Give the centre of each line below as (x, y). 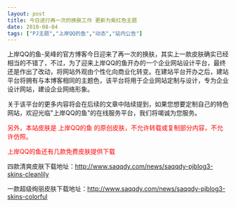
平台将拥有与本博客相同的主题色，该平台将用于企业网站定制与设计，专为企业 (118, 81)
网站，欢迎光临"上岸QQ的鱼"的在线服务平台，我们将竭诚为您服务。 (104, 113)
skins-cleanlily (28, 174)
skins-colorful (27, 196)
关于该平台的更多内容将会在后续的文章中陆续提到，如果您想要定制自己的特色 (118, 104)
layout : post (26, 14)
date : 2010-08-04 (33, 27)
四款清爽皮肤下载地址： (41, 166)
